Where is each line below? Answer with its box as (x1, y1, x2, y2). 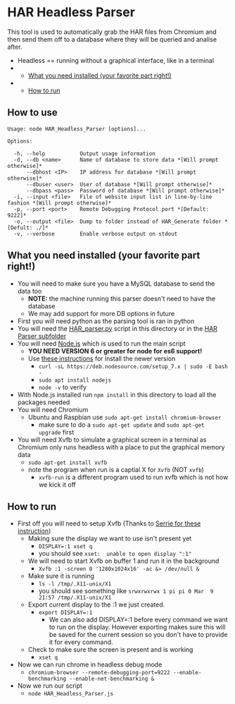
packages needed (17, 398, 70, 406)
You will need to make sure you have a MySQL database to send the (17, 279, 215, 288)
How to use (7, 107, 58, 119)
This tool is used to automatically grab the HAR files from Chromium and (7, 28, 217, 36)
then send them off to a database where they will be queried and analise (7, 35, 217, 43)
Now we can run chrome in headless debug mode (17, 660, 163, 669)
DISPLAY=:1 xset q (38, 543, 93, 550)
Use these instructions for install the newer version (27, 354, 176, 363)
